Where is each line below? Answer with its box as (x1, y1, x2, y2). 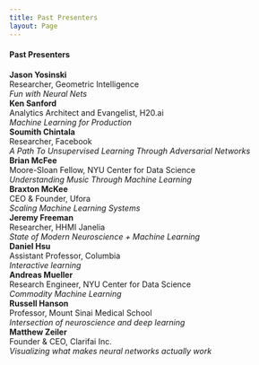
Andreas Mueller (9, 269, 73, 280)
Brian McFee (9, 154, 57, 166)
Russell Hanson (9, 298, 69, 309)
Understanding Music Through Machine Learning (9, 174, 193, 185)
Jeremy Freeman (9, 212, 74, 222)
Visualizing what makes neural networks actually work (9, 345, 212, 356)
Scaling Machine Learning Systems (9, 203, 141, 213)
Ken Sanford (9, 98, 56, 109)
